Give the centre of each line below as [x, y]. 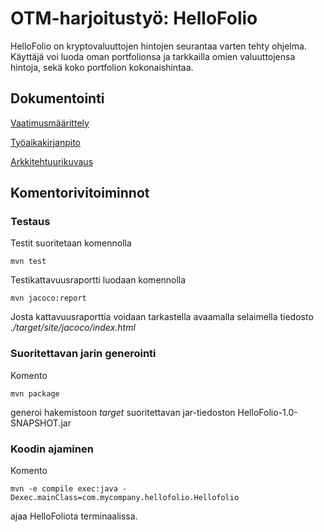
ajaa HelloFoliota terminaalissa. [74, 516]
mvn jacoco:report [48, 298]
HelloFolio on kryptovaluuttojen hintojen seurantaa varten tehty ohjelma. [158, 46]
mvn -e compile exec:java [64, 489]
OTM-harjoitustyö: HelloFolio [134, 18]
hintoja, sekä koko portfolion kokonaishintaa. [102, 67]
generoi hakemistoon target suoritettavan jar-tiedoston [123, 412]
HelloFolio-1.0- [267, 412]
